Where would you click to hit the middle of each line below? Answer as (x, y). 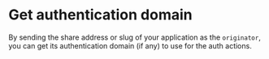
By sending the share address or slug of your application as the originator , (135, 37)
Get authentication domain (100, 15)
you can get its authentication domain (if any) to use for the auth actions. (130, 45)
